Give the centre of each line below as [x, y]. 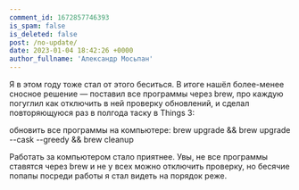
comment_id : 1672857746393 [59, 17]
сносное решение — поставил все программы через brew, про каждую [146, 94]
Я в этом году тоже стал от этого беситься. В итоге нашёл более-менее [147, 84]
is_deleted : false [43, 34]
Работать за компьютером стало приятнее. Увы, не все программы [139, 157]
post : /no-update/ [43, 42]
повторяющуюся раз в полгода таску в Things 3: [102, 113]
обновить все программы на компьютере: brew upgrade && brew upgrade [150, 130]
